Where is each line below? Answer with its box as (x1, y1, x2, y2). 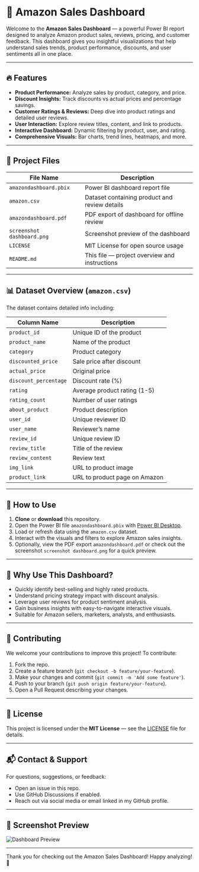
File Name (29, 173, 59, 182)
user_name (9, 426, 37, 432)
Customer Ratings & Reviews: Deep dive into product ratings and (14, 108, 176, 115)
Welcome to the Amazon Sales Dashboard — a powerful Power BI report (6, 25, 185, 32)
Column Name (17, 318, 59, 327)
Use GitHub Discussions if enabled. (14, 791, 102, 798)
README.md (9, 255, 37, 262)
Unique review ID (72, 435, 120, 443)
